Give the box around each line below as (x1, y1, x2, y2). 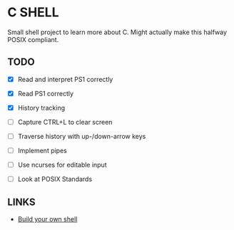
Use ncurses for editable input (17, 161, 107, 169)
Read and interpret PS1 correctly (17, 75, 113, 83)
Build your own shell (17, 215, 78, 224)
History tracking (17, 103, 66, 112)
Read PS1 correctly (17, 89, 73, 98)
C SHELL (7, 4, 59, 21)
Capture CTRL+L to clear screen (17, 117, 113, 126)
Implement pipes (17, 147, 68, 155)
